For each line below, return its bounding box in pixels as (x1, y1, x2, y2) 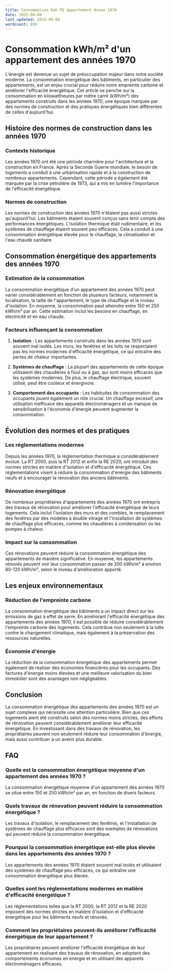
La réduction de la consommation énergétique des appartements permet (5, 660, 157, 666)
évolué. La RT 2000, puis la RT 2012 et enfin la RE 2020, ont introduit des (5, 459, 158, 465)
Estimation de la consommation (5, 275, 85, 282)
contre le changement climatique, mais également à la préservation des (5, 630, 155, 636)
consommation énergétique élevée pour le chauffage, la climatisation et (5, 232, 155, 238)
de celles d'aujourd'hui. (5, 109, 54, 115)
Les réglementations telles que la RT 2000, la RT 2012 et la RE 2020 (5, 903, 147, 909)
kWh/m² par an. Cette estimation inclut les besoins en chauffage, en (5, 308, 148, 314)
